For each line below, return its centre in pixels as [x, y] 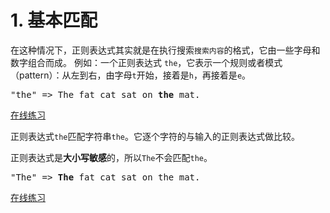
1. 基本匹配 [54, 20]
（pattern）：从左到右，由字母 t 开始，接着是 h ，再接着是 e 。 [131, 75]
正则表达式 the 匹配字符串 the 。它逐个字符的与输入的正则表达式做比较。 [155, 136]
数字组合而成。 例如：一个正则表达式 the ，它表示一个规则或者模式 [146, 62]
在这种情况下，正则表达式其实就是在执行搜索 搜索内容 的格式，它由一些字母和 [165, 50]
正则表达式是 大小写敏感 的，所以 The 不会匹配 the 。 [111, 157]
